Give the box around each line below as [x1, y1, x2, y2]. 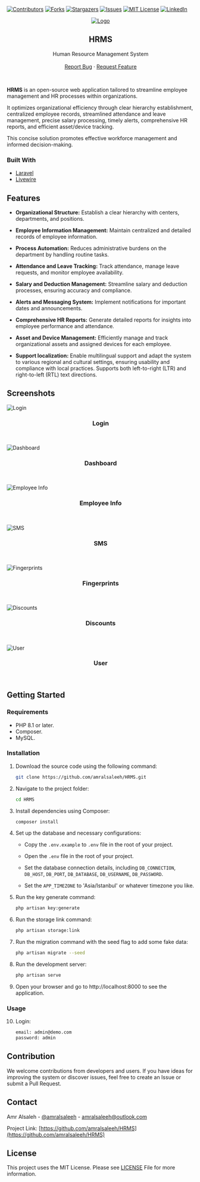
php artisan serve [15, 973, 61, 979]
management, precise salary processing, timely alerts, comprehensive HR [7, 116, 188, 124]
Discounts [85, 619, 116, 628]
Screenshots [7, 388, 55, 399]
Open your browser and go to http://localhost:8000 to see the [15, 983, 167, 990]
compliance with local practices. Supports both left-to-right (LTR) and [15, 365, 186, 372]
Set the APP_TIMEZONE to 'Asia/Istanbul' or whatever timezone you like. [24, 882, 195, 889]
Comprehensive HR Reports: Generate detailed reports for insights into [15, 316, 192, 323]
